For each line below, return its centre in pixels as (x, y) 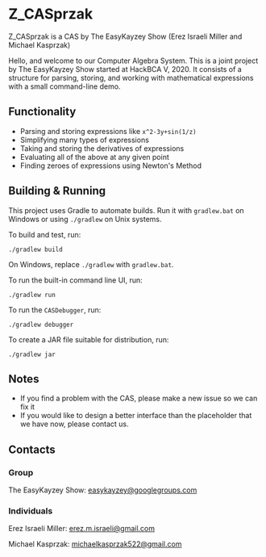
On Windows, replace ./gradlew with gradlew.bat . (91, 264)
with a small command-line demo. (64, 86)
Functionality (42, 112)
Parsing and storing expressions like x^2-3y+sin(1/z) (108, 131)
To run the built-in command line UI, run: (75, 280)
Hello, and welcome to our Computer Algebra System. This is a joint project (133, 61)
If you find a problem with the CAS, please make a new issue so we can (139, 398)
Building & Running (57, 191)
